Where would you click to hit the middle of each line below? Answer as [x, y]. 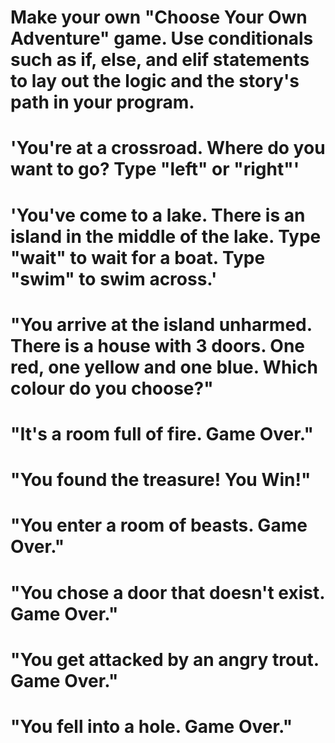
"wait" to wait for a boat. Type [138, 257]
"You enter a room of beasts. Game [159, 525]
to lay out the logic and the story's [155, 81]
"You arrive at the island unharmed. [161, 324]
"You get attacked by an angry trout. [165, 659]
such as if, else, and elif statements [160, 60]
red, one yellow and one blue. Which [164, 367]
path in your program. [102, 102]
